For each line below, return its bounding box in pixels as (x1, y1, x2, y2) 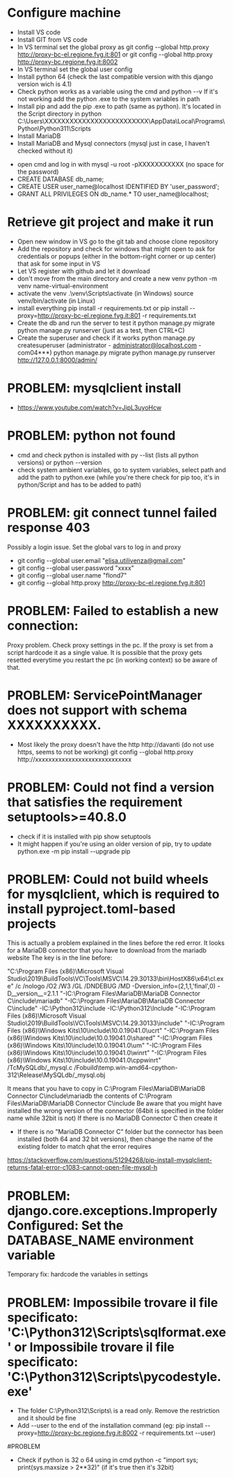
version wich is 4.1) (17, 80, 72, 88)
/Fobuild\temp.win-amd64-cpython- (74, 1064, 178, 1072)
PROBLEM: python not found (7, 428, 176, 444)
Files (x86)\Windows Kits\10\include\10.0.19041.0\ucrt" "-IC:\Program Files (7, 1027, 220, 1035)
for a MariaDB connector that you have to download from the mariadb (7, 947, 207, 955)
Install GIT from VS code (17, 35, 88, 43)
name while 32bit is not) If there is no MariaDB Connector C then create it (7, 1114, 218, 1122)
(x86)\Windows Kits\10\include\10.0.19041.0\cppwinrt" (7, 1056, 161, 1064)
